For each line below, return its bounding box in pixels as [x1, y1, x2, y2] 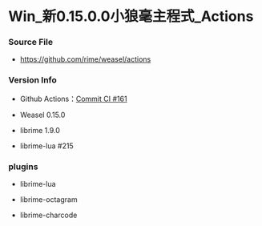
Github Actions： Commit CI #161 [19, 94, 127, 103]
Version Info [8, 75, 58, 86]
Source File [8, 37, 54, 48]
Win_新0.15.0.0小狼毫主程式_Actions [8, 7, 254, 26]
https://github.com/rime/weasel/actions [19, 54, 151, 64]
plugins [8, 161, 38, 172]
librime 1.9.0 [19, 125, 60, 135]
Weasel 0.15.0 [19, 110, 66, 119]
